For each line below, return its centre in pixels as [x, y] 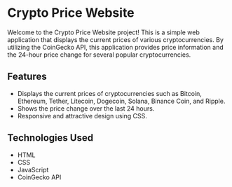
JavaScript [33, 169]
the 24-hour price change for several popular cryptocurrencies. [99, 55]
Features [27, 77]
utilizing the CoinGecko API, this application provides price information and [116, 47]
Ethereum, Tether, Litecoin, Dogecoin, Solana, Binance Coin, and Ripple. [121, 101]
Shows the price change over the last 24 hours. [86, 108]
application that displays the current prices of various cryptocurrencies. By [116, 39]
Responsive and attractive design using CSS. [82, 116]
